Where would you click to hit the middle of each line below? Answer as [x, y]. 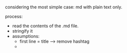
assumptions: [26, 36]
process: [14, 16]
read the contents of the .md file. [45, 26]
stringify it [22, 31]
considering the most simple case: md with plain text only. [64, 7]
